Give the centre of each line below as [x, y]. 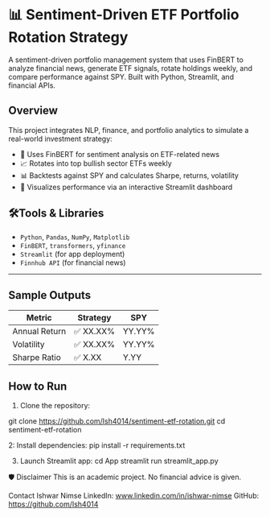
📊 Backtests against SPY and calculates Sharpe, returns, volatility [129, 175]
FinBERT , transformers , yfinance [73, 245]
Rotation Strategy [68, 37]
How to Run [38, 386]
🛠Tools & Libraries [56, 213]
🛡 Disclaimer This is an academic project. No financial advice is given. [125, 477]
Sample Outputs [50, 295]
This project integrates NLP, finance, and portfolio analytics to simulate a [129, 130]
